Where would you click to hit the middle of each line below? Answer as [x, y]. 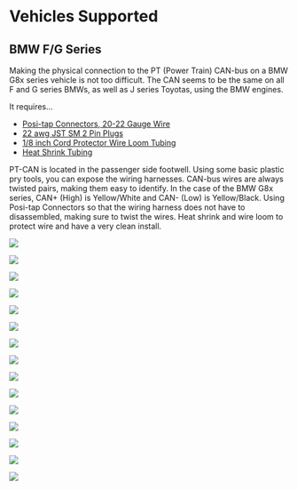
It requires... [31, 107]
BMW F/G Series [55, 49]
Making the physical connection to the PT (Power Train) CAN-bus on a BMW [148, 70]
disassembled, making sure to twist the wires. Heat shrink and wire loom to [146, 217]
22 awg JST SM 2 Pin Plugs [73, 133]
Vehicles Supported [84, 16]
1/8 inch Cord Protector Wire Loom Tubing [99, 143]
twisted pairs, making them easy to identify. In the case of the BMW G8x [141, 188]
